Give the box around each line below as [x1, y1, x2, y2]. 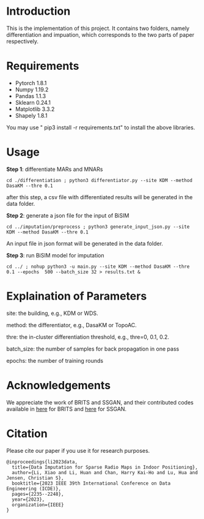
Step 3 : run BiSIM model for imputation [6, 251, 105, 259]
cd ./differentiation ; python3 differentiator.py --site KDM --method [6, 177, 192, 183]
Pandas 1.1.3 [15, 92, 46, 99]
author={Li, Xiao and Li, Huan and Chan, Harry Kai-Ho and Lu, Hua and [12, 469, 199, 475]
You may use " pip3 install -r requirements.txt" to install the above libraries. [6, 124, 195, 131]
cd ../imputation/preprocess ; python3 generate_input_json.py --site [6, 224, 190, 230]
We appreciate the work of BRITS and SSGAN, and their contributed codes [6, 398, 194, 406]
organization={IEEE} [12, 501, 64, 508]
